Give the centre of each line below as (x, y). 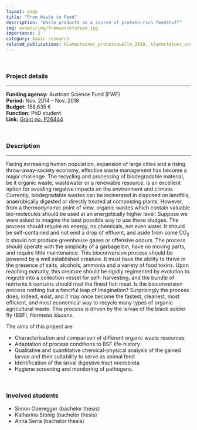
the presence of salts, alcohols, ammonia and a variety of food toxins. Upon (98, 265)
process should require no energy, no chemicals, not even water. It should (96, 226)
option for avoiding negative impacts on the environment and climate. (90, 189)
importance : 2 (23, 33)
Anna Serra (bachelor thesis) (49, 421)
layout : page (22, 11)
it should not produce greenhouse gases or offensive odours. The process (96, 241)
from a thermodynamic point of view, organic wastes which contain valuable (98, 208)
